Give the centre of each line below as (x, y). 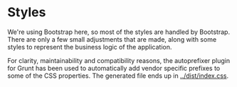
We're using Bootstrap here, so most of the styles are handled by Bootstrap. (118, 32)
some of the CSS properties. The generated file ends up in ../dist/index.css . (118, 76)
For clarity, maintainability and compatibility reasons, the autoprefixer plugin (118, 60)
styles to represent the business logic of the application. (90, 47)
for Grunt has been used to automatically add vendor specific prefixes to (114, 68)
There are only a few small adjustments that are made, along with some (112, 39)
